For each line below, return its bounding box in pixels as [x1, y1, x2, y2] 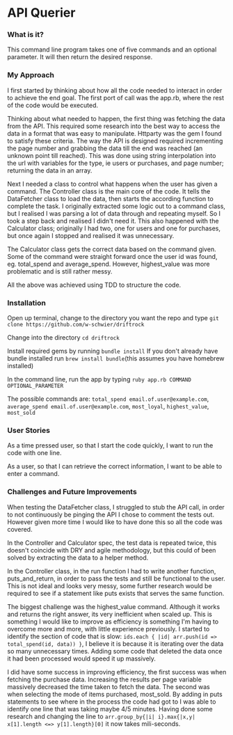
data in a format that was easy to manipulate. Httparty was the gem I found [7, 129, 223, 137]
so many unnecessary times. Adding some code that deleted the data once [7, 647, 223, 655]
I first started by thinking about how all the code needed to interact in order [7, 86, 223, 95]
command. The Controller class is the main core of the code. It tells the [7, 187, 211, 196]
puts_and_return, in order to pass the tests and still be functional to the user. [7, 574, 226, 583]
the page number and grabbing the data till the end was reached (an [7, 144, 203, 152]
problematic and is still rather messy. [7, 267, 113, 276]
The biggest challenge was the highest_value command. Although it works [7, 602, 220, 610]
